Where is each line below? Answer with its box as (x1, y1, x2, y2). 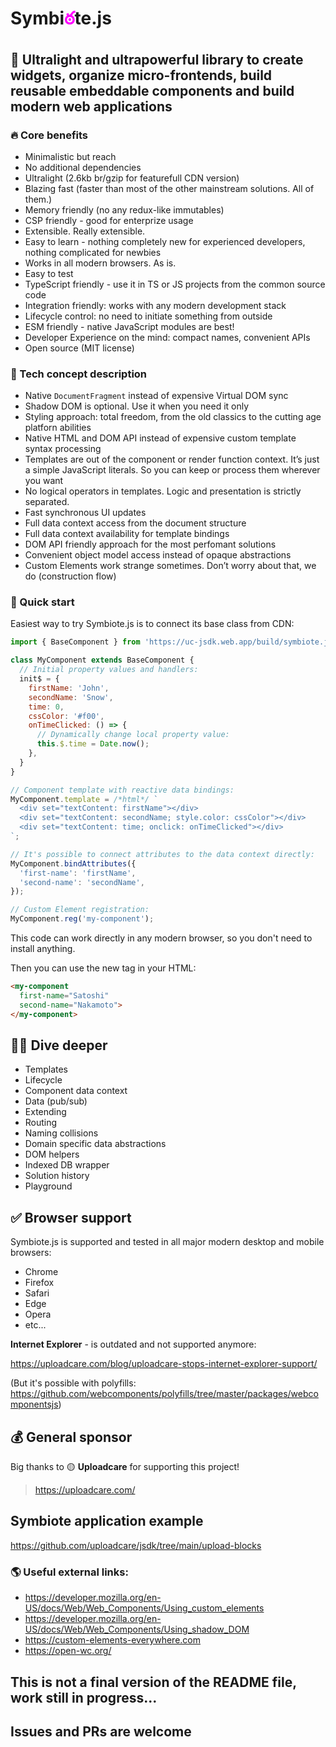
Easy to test (24, 267, 74, 279)
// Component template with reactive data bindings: (10, 785, 235, 795)
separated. (24, 496, 70, 508)
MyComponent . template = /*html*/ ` (10, 794, 159, 804)
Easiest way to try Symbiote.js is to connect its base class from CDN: (10, 618, 295, 630)
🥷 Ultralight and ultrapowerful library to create (10, 51, 304, 68)
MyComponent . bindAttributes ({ (10, 858, 137, 869)
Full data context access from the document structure (24, 517, 247, 529)
